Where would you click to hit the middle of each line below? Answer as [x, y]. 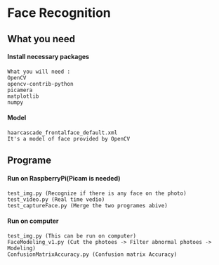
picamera [20, 90]
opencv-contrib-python [40, 84]
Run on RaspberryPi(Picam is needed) [64, 178]
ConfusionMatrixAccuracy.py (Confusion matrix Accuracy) [92, 254]
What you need [41, 39]
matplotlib [23, 96]
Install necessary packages [48, 57]
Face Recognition [59, 13]
